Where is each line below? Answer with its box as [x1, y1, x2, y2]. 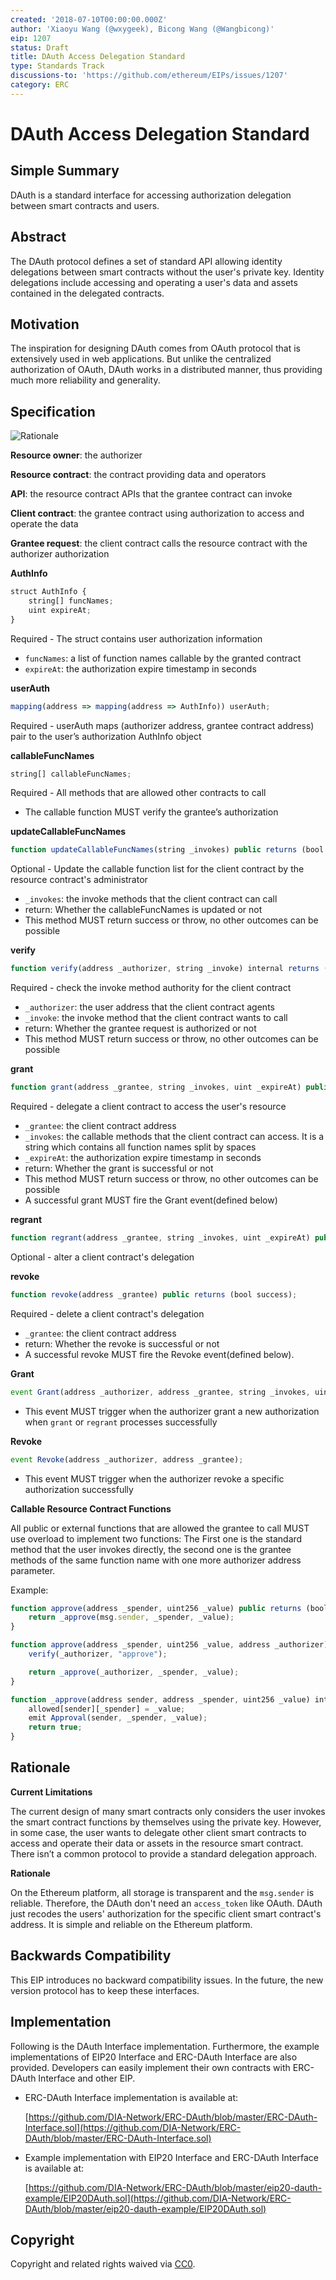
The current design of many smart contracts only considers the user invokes [10, 1805, 326, 1817]
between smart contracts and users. [10, 199, 160, 211]
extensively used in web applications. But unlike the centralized [10, 353, 272, 365]
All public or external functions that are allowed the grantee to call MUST [10, 1522, 310, 1534]
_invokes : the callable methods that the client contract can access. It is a [24, 1131, 325, 1143]
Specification [10, 403, 96, 420]
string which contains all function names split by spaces [24, 1141, 257, 1153]
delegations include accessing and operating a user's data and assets [10, 276, 298, 288]
